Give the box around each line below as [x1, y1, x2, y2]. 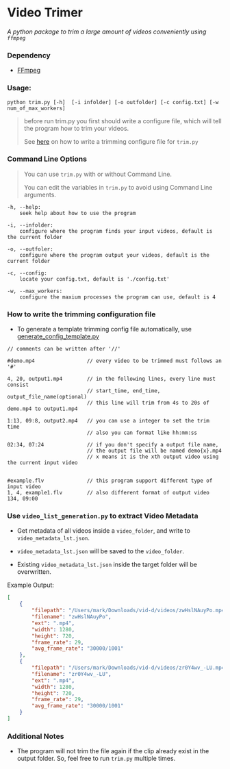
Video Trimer [7, 5, 84, 21]
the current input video [7, 459, 78, 466]
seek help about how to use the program [19, 210, 136, 216]
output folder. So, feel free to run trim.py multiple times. [16, 755, 176, 763]
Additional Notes [7, 731, 64, 741]
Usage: [7, 84, 32, 93]
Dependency [7, 50, 51, 60]
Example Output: [7, 581, 55, 590]
